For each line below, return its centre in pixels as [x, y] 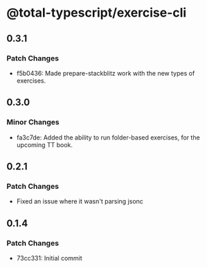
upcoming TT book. [45, 144]
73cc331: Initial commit [49, 258]
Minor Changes [33, 122]
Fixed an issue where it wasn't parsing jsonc [80, 201]
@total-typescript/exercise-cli [97, 13]
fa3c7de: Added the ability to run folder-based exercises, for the [108, 137]
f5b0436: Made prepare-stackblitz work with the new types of [106, 73]
